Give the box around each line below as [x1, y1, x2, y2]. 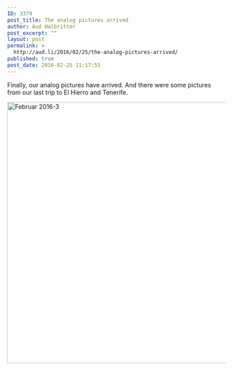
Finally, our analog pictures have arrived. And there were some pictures [7, 80, 212, 89]
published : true [7, 55, 54, 62]
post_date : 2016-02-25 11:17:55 [7, 62, 101, 69]
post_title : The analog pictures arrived [7, 17, 129, 24]
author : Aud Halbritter [7, 23, 76, 30]
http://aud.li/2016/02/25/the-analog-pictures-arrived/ [13, 49, 178, 56]
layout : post [7, 36, 45, 43]
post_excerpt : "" [7, 29, 58, 37]
